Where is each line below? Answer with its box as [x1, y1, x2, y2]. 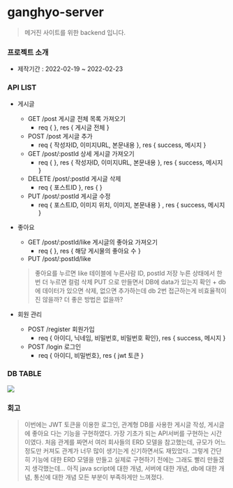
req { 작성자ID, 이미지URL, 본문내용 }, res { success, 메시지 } [38, 141, 206, 149]
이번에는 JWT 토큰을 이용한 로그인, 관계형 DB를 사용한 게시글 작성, [24, 421, 206, 429]
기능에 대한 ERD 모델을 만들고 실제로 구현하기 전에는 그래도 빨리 [31, 456, 206, 464]
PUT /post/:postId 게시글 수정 [27, 192, 111, 200]
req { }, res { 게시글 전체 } [38, 123, 110, 132]
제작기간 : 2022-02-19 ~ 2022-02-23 [17, 64, 123, 74]
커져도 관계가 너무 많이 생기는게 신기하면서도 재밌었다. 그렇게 [43, 447, 209, 455]
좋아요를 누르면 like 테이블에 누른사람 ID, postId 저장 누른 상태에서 [34, 269, 216, 277]
